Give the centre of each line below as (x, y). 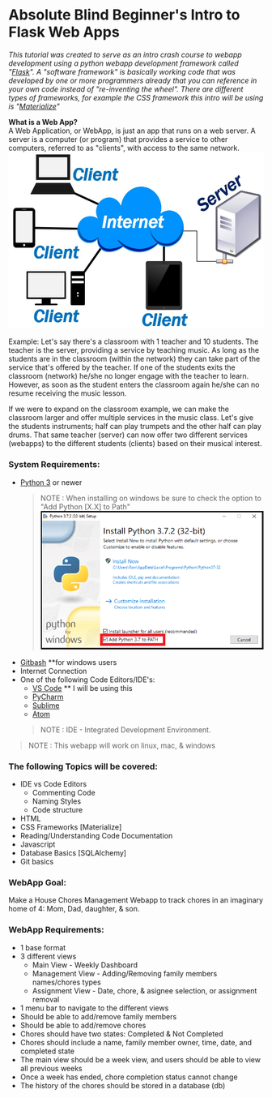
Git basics (37, 862)
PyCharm (48, 697)
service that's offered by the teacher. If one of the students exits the (122, 367)
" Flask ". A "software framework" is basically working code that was (122, 71)
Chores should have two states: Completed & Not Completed (122, 1034)
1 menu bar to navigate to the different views (94, 1008)
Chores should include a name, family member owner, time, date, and (136, 1042)
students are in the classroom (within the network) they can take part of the (134, 359)
